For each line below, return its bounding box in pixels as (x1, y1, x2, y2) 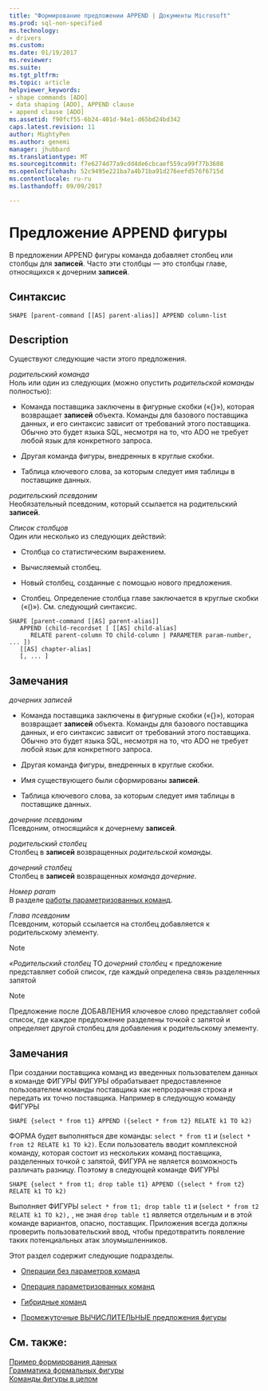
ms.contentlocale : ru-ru (9, 175, 92, 184)
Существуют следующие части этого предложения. (9, 354, 187, 364)
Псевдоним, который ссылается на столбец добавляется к (9, 919, 211, 929)
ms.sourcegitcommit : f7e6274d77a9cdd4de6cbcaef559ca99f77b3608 (9, 160, 224, 168)
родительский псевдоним (9, 491, 98, 500)
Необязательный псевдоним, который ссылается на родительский (9, 500, 238, 509)
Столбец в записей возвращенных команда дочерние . (9, 871, 197, 881)
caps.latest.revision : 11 (9, 123, 95, 131)
